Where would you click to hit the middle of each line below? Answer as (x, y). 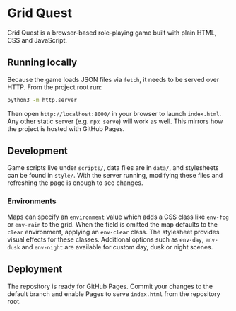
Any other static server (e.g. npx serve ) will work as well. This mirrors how (115, 121)
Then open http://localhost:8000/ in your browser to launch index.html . (114, 113)
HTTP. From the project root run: (55, 87)
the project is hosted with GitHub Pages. (66, 128)
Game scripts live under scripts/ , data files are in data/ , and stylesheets (113, 168)
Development (38, 151)
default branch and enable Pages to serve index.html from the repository (114, 294)
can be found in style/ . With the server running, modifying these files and (115, 176)
